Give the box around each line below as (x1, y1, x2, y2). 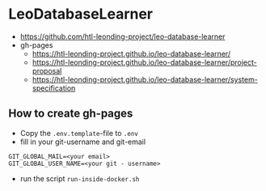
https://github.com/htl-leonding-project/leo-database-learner (19, 32, 226, 41)
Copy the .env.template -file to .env (19, 128, 139, 138)
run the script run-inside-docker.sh (19, 173, 140, 183)
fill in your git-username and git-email (19, 137, 146, 146)
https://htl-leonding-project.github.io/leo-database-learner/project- (32, 57, 257, 67)
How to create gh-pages (8, 107, 133, 121)
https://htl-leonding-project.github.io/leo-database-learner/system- (32, 74, 259, 84)
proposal (32, 66, 62, 75)
